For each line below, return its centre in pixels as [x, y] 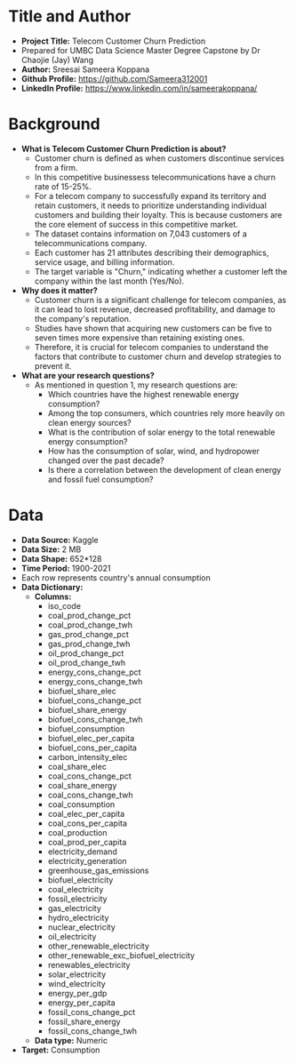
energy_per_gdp [77, 993]
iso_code [64, 605]
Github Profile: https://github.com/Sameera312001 [114, 78]
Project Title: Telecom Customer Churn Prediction [113, 41]
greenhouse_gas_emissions [98, 870]
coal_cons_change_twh [91, 795]
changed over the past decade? [106, 460]
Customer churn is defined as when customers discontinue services [160, 158]
